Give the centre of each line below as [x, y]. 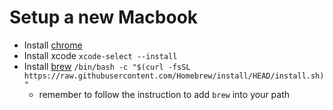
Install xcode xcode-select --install [100, 55]
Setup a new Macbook [104, 17]
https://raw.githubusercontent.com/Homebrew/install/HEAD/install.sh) [174, 76]
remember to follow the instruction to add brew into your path [164, 94]
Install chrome [53, 45]
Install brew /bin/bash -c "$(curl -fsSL [107, 66]
